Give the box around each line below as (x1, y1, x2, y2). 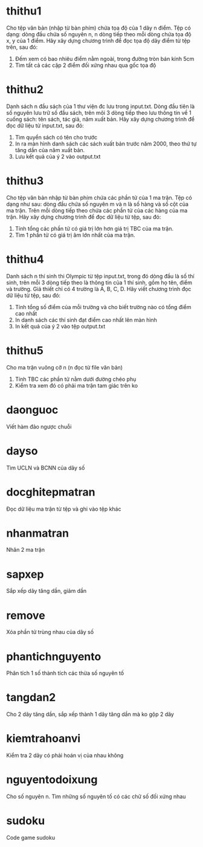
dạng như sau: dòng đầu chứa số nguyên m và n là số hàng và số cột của (6, 200, 189, 208)
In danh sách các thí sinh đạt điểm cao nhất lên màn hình (14, 316, 157, 324)
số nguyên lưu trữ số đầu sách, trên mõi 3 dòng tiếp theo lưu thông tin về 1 (6, 109, 192, 116)
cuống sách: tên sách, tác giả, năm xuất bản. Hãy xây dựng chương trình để (6, 115, 195, 123)
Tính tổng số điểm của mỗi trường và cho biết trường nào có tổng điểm (14, 303, 192, 310)
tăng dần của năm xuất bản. (14, 146, 85, 153)
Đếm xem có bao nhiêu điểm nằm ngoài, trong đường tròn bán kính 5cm (14, 55, 195, 62)
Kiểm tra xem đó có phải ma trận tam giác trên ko (14, 382, 138, 389)
